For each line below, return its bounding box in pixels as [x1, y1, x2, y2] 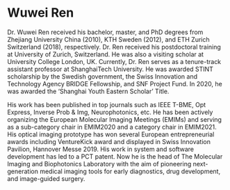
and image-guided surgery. [7, 174, 85, 182]
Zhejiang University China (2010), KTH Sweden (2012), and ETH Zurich [7, 35, 210, 43]
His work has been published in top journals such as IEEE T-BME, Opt [7, 100, 206, 109]
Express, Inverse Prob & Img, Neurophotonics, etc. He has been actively [7, 108, 213, 116]
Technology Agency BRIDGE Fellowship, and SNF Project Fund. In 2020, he [7, 79, 222, 88]
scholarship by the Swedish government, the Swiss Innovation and [7, 72, 198, 81]
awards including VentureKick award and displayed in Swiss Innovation [7, 137, 211, 145]
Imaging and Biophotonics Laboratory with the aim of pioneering [7, 159, 192, 168]
